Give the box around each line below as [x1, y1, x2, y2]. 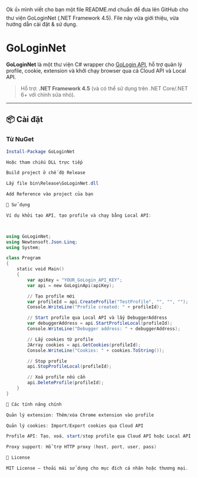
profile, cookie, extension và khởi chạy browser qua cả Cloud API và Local [6, 67, 187, 74]
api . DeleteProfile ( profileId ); [27, 380, 104, 386]
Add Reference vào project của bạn [6, 191, 94, 197]
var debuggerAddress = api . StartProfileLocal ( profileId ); [27, 321, 173, 326]
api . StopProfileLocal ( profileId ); [27, 364, 112, 370]
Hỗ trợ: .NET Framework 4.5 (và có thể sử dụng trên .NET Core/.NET [20, 84, 189, 92]
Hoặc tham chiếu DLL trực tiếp [6, 159, 83, 165]
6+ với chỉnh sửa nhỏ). [20, 91, 75, 98]
